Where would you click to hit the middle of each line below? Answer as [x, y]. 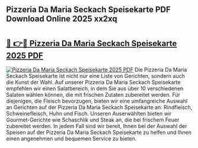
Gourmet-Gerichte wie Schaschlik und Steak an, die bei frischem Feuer [93, 120]
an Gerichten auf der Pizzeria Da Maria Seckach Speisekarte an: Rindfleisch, [99, 107]
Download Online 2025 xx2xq [62, 19]
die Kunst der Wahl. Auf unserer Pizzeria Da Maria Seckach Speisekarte [94, 82]
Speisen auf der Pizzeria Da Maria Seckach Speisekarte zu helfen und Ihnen [99, 132]
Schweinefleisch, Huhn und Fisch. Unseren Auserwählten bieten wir [89, 114]
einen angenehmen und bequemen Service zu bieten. [72, 139]
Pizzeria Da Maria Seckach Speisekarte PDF [88, 10]
